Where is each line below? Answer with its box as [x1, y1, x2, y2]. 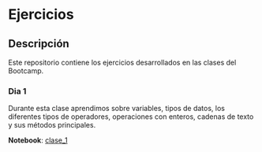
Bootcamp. [8, 66, 44, 76]
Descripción [8, 37, 69, 50]
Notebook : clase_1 [8, 135, 69, 145]
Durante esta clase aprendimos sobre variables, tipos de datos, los [8, 104, 225, 113]
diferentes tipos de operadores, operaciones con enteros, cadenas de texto [8, 112, 254, 121]
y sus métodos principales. [8, 120, 96, 130]
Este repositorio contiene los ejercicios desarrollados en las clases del [8, 57, 237, 67]
